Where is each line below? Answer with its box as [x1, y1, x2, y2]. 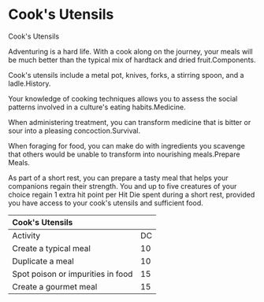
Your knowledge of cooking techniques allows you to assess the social [8, 94, 238, 103]
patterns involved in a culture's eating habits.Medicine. [8, 102, 187, 112]
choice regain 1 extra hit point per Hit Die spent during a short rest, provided [8, 190, 255, 199]
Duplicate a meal [12, 256, 75, 267]
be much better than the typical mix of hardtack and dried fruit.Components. [8, 55, 256, 64]
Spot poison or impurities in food [12, 268, 133, 279]
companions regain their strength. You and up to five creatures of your [8, 181, 237, 190]
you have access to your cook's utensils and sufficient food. [8, 198, 203, 208]
